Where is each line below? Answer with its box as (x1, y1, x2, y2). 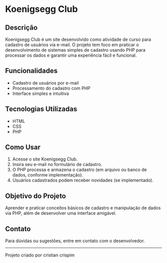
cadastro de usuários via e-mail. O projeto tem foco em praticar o (5, 42, 139, 48)
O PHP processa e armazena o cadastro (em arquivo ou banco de (12, 167, 147, 173)
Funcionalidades (5, 67, 58, 75)
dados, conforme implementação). (12, 172, 83, 178)
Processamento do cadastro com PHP (12, 85, 90, 91)
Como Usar (5, 143, 41, 152)
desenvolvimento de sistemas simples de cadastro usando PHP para (5, 47, 146, 53)
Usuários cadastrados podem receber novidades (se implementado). (12, 177, 154, 183)
